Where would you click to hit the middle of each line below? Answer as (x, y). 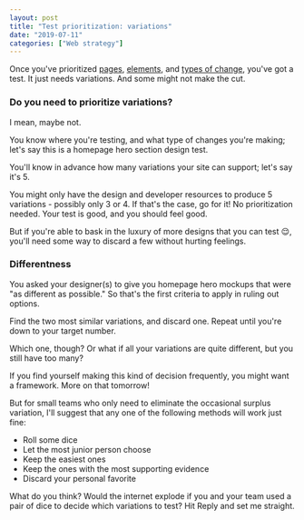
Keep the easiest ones (64, 459)
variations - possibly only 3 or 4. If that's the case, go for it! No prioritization (151, 204)
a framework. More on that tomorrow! (79, 385)
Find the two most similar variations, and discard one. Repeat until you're (146, 321)
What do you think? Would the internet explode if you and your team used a (151, 495)
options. (25, 303)
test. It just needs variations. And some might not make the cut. (127, 79)
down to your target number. (63, 330)
